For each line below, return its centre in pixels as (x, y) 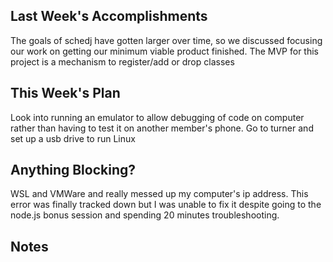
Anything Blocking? (73, 170)
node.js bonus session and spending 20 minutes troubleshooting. (145, 215)
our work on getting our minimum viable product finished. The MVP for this (165, 51)
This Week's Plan (65, 93)
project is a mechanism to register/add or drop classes (122, 61)
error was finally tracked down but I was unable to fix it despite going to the (166, 205)
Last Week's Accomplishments (109, 16)
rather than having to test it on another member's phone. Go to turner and (162, 128)
